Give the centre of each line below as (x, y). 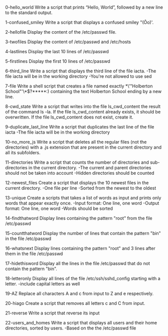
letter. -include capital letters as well (43, 284)
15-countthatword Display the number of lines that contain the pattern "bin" (83, 233)
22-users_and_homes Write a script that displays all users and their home (81, 323)
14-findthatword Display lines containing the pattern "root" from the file (79, 218)
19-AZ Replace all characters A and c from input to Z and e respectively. (79, 294)
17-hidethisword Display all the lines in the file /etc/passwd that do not (78, 263)
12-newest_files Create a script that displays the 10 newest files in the (77, 183)
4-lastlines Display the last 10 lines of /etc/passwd (57, 51)
